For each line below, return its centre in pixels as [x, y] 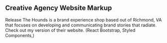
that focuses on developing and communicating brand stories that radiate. [81, 25]
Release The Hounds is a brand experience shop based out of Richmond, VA [83, 20]
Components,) [20, 35]
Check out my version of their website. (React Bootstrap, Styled [70, 30]
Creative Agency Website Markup [59, 8]
